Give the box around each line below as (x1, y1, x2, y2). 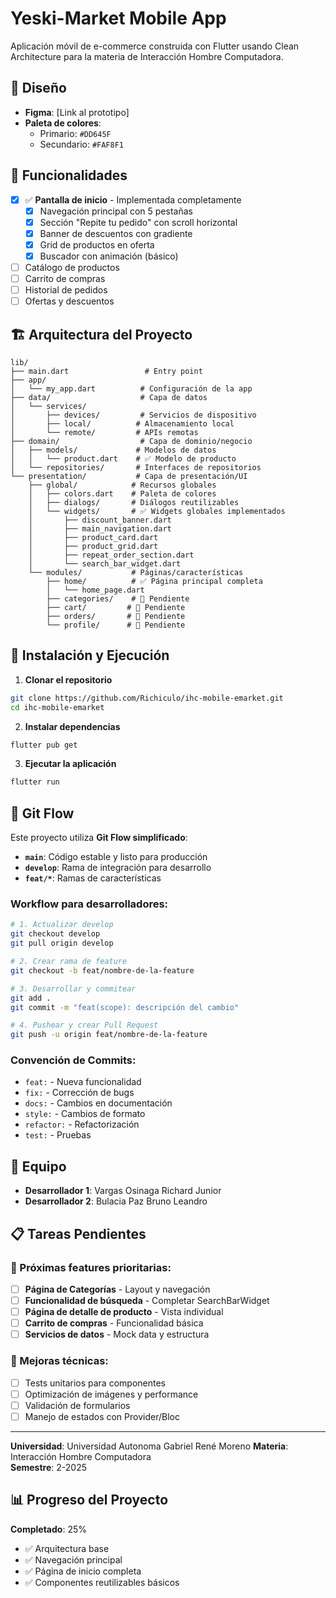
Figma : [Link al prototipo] (24, 106, 130, 118)
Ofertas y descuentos (24, 295, 115, 307)
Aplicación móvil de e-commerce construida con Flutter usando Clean (10, 40, 300, 52)
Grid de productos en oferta (39, 238, 155, 251)
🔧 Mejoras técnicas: (10, 1354, 109, 1368)
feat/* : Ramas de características (24, 872, 162, 884)
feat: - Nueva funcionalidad (24, 1076, 142, 1088)
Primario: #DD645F (39, 127, 112, 139)
